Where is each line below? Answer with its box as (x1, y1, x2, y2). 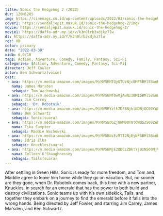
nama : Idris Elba (11, 138, 47, 143)
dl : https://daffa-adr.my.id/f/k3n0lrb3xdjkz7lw (5, 34, 105, 39)
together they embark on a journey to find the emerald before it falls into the (5, 195, 157, 201)
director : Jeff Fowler (5, 66, 51, 71)
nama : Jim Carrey (11, 98, 47, 102)
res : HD (5, 39, 21, 44)
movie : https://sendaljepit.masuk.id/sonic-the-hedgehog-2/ (5, 25, 130, 30)
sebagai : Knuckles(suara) (11, 143, 64, 148)
